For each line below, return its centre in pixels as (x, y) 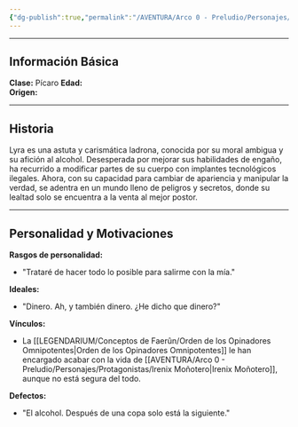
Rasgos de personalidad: (56, 255)
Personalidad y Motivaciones (91, 233)
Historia (32, 128)
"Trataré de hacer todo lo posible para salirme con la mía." (129, 273)
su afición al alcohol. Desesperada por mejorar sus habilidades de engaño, (145, 160)
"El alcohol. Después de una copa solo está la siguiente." (126, 413)
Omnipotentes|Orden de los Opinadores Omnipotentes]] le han (137, 351)
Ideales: (24, 289)
